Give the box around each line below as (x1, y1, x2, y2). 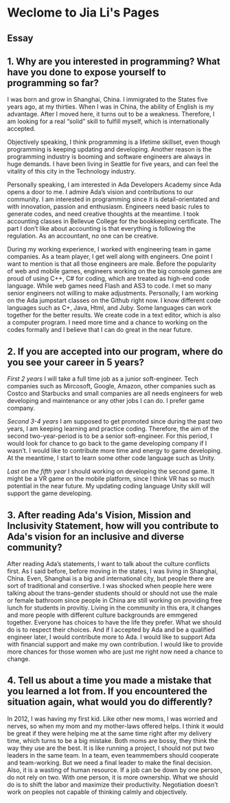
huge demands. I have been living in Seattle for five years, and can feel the (7, 160, 219, 168)
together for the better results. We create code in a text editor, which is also (7, 311, 221, 320)
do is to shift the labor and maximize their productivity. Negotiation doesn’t (7, 780, 218, 789)
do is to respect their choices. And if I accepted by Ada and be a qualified (7, 625, 215, 634)
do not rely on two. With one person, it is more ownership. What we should (7, 773, 218, 781)
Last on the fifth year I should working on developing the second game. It (7, 467, 215, 476)
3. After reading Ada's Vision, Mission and (7, 509, 192, 521)
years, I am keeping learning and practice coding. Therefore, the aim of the (7, 425, 220, 433)
